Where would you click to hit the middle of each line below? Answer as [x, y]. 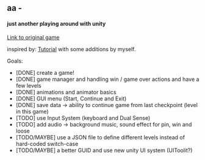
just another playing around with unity [56, 23]
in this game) [32, 111]
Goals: [15, 61]
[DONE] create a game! [45, 72]
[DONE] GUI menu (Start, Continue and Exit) [71, 99]
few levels [28, 85]
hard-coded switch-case [47, 144]
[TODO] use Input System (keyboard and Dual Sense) [83, 118]
